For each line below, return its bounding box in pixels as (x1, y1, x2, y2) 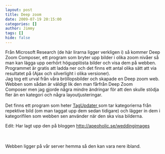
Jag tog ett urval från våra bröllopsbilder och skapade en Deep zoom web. (5, 76, 160, 82)
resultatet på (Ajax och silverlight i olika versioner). (5, 70, 111, 76)
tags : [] (5, 31, 24, 36)
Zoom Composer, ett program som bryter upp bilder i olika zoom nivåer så (5, 54, 159, 60)
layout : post (5, 7, 33, 13)
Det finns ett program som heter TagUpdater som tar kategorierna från (5, 102, 152, 108)
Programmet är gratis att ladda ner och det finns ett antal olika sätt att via (5, 65, 157, 71)
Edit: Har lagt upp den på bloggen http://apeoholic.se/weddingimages (5, 122, 150, 128)
